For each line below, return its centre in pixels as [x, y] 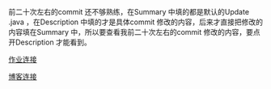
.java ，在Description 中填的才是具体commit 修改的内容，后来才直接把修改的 [136, 22]
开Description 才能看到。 [50, 42]
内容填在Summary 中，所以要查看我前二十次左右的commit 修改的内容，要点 [134, 32]
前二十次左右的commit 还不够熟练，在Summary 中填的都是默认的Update [129, 12]
